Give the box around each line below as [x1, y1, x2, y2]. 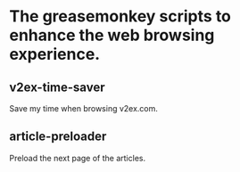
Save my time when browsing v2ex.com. [9, 103, 159, 113]
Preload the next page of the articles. [9, 152, 145, 163]
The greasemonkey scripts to [9, 6, 232, 27]
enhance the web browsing [9, 25, 215, 45]
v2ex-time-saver [9, 79, 105, 94]
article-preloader [9, 129, 107, 144]
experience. [9, 45, 101, 64]
